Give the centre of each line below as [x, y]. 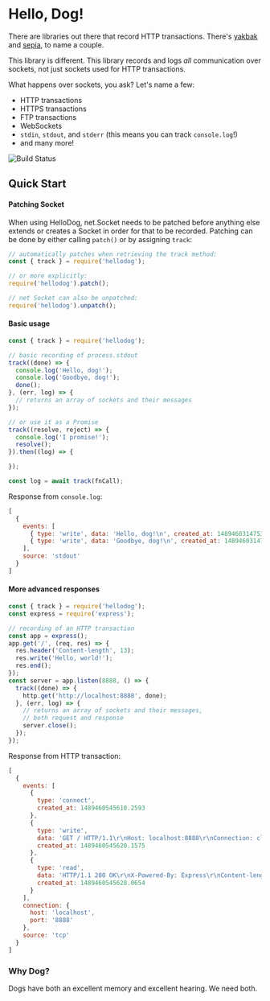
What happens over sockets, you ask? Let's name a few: [102, 84]
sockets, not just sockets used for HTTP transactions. [97, 68]
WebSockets [41, 126]
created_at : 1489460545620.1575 [92, 846]
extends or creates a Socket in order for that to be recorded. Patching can [131, 231]
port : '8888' [51, 921]
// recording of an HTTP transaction [72, 628]
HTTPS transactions [53, 109]
